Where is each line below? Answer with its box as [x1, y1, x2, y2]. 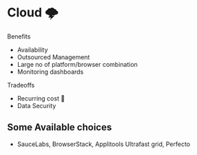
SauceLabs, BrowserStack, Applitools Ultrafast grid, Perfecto [17, 140, 191, 148]
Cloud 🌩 [7, 5, 59, 21]
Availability [17, 45, 48, 54]
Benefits [7, 32, 31, 41]
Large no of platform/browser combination [17, 60, 138, 68]
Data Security [17, 101, 56, 110]
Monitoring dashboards [17, 68, 84, 76]
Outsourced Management [17, 52, 90, 61]
